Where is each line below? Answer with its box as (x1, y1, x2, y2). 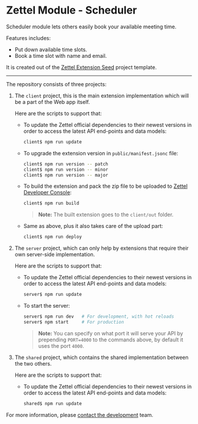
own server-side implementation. (14, 251, 95, 258)
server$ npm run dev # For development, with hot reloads (23, 314, 174, 319)
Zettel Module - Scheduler (6, 4, 137, 17)
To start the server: (23, 302, 70, 309)
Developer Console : (23, 189, 72, 196)
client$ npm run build (23, 200, 80, 207)
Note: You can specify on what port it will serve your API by (38, 330, 184, 337)
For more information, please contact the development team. (6, 411, 154, 418)
